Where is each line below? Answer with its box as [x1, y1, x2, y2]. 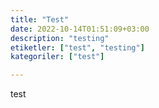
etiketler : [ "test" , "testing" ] [10, 42, 145, 53]
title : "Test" [10, 14, 70, 25]
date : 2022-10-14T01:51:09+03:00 [10, 24, 150, 34]
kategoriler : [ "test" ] [10, 52, 105, 62]
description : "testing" [10, 33, 110, 43]
